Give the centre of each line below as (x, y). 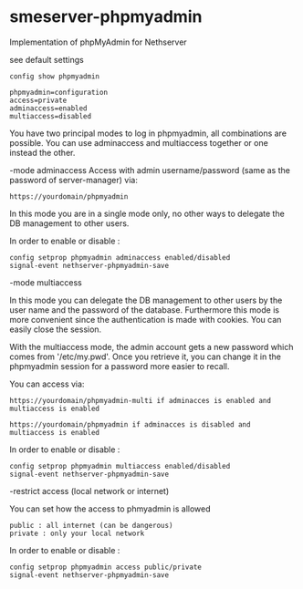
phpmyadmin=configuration (58, 92)
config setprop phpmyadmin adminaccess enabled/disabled (120, 257)
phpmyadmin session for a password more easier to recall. (120, 366)
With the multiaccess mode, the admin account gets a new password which (151, 346)
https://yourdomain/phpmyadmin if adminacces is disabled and (130, 424)
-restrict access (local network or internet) (89, 491)
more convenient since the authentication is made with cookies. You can (146, 319)
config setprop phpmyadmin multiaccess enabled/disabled (120, 466)
